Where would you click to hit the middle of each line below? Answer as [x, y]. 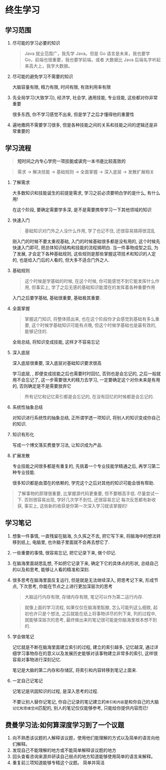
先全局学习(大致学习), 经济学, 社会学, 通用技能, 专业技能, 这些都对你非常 [85, 98]
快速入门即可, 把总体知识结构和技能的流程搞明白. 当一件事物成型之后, [83, 247]
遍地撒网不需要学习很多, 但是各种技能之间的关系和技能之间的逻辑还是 [83, 125]
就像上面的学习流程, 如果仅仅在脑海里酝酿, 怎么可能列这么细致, [88, 607]
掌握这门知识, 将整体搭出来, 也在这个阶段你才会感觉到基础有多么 [90, 319]
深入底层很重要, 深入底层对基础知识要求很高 [57, 363]
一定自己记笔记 [27, 681]
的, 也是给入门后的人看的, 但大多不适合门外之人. [61, 260]
